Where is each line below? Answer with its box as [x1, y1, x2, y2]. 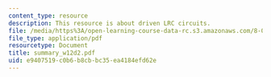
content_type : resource [8, 11, 89, 20]
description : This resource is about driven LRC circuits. [8, 19, 211, 27]
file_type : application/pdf [8, 34, 103, 43]
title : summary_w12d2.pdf [8, 49, 95, 57]
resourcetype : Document [8, 42, 89, 50]
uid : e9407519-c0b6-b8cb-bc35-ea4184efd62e [8, 57, 157, 65]
